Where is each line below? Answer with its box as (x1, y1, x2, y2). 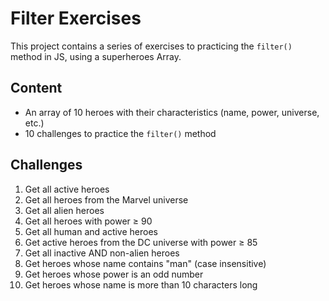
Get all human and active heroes (24, 225, 158, 237)
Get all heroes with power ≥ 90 (24, 215, 153, 227)
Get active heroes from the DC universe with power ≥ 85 (24, 236, 258, 248)
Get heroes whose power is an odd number (24, 268, 204, 280)
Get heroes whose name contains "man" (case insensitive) (24, 257, 267, 269)
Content (10, 80, 63, 97)
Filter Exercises (10, 7, 142, 30)
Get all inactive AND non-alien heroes (24, 247, 180, 259)
